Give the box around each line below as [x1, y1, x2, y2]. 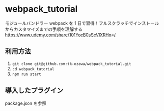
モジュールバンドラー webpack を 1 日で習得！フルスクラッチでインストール [5, 20, 160, 26]
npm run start [12, 72, 41, 77]
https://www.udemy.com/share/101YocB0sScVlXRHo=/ [5, 32, 116, 38]
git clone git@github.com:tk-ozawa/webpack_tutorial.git [12, 61, 132, 67]
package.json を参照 [5, 100, 47, 106]
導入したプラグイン [5, 87, 63, 95]
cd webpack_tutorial [12, 67, 55, 71]
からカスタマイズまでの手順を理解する [5, 26, 82, 32]
